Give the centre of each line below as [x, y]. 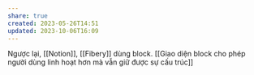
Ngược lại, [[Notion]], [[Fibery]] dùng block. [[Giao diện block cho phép [127, 54]
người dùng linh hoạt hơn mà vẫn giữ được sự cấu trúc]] [101, 62]
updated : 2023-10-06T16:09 [53, 31]
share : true [28, 16]
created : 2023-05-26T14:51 [53, 23]
